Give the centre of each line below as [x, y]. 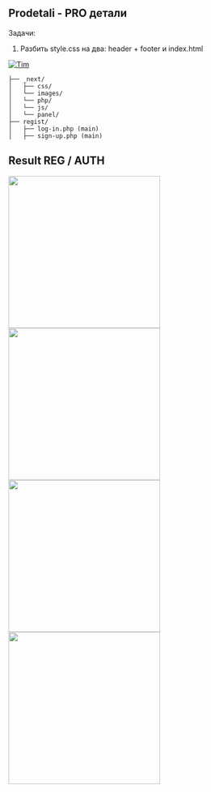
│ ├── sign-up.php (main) [56, 136]
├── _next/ [27, 79]
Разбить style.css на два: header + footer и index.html [112, 49]
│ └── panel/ [34, 114]
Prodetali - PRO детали [68, 13]
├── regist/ [28, 122]
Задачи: [22, 32]
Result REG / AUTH [57, 161]
